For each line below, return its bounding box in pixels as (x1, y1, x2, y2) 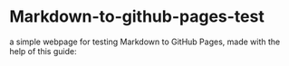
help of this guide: (9, 45, 77, 56)
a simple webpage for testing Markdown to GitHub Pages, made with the (9, 36, 281, 47)
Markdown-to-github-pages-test (9, 6, 265, 27)
